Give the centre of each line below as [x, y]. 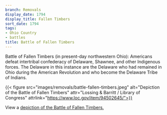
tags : [11, 28]
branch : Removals [23, 10]
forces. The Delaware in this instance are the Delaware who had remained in [83, 67]
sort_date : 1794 [22, 24]
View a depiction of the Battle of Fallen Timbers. [55, 107]
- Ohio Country [21, 33]
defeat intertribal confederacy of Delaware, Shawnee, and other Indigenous [83, 61]
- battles [15, 38]
